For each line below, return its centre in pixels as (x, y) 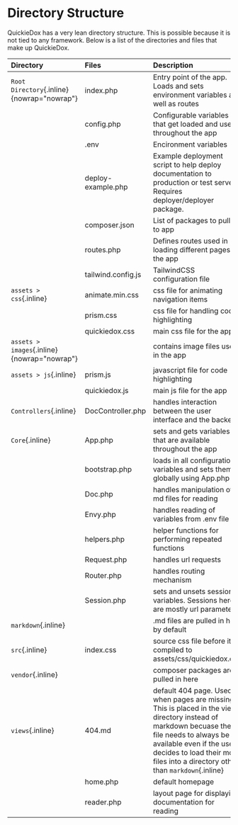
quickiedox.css (110, 331)
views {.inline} (33, 730)
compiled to (172, 649)
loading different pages (192, 249)
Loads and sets (178, 86)
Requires (168, 191)
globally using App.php (191, 478)
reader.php (103, 802)
